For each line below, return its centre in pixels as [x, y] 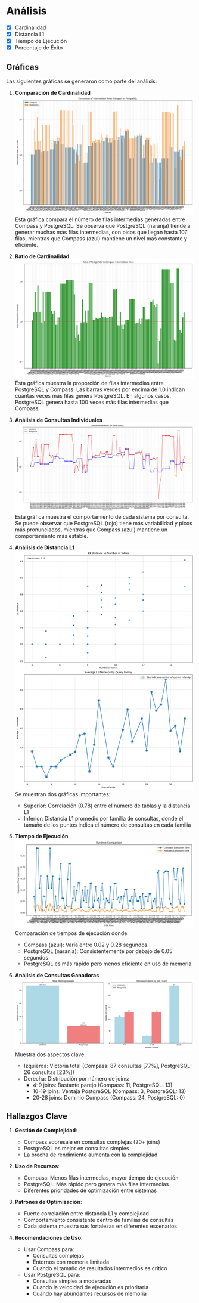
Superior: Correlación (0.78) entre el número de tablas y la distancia [107, 806]
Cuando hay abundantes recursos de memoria [90, 1294]
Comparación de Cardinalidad [53, 93]
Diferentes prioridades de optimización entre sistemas [90, 1190]
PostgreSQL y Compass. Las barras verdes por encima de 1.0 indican [100, 389]
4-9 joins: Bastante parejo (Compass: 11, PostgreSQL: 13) [102, 1085]
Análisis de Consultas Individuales [58, 420]
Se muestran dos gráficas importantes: [63, 794]
